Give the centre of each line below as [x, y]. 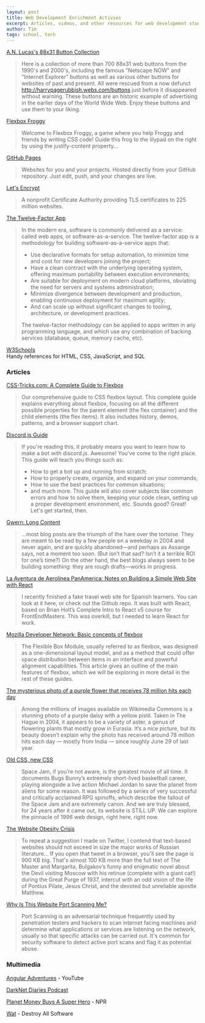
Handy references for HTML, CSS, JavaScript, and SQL [76, 356]
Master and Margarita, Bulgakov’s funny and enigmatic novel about [105, 867]
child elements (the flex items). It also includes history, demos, [100, 417]
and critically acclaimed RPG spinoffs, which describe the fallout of [106, 798]
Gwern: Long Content [33, 522]
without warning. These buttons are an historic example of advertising [110, 96]
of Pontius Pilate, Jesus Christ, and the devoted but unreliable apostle [109, 886]
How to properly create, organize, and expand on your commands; [114, 478]
